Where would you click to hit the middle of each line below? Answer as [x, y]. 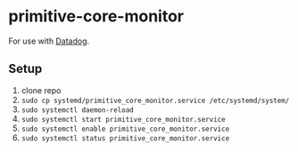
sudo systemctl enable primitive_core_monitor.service [125, 129]
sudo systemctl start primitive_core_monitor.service [123, 119]
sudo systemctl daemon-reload [78, 110]
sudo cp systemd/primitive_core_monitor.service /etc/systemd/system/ [155, 100]
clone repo [41, 90]
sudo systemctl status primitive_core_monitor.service [125, 138]
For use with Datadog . [49, 41]
